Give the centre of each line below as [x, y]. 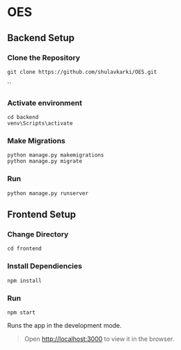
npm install [24, 280]
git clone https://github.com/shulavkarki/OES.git [82, 72]
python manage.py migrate [45, 161]
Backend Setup [41, 38]
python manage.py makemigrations [56, 155]
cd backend [23, 118]
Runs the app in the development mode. [64, 326]
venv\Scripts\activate [40, 124]
